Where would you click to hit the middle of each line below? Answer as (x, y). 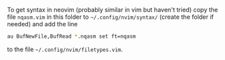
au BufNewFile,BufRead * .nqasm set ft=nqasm (71, 36)
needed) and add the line (42, 24)
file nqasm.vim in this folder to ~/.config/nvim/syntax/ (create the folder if (110, 17)
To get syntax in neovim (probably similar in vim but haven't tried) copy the (112, 10)
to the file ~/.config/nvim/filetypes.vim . (65, 49)
